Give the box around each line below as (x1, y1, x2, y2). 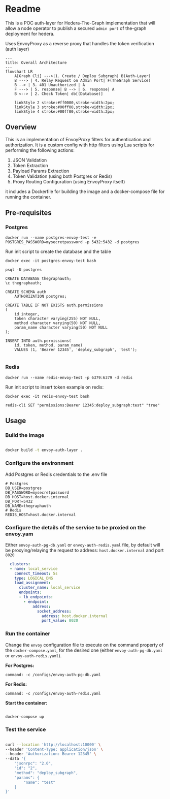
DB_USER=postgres (5, 486, 42, 491)
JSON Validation (12, 157, 47, 163)
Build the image (5, 432, 45, 439)
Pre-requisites (5, 209, 52, 217)
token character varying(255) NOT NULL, (14, 316, 101, 322)
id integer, (14, 312, 40, 317)
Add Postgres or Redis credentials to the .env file (5, 471, 108, 477)
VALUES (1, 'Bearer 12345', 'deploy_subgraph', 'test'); (14, 347, 138, 353)
